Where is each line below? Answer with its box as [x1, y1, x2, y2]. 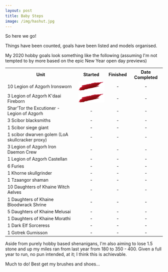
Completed [134, 74, 158, 80]
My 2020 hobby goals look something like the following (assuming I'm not [5, 53, 157, 59]
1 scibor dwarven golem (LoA [7, 131, 68, 138]
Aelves [7, 189, 21, 195]
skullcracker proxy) [7, 137, 47, 143]
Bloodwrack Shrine [7, 201, 46, 208]
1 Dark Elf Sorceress [7, 222, 50, 228]
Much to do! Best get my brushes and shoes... [5, 261, 100, 267]
